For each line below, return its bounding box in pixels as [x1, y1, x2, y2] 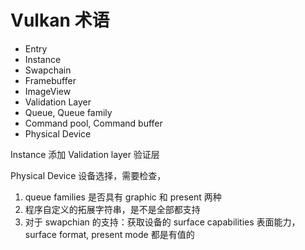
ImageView [24, 85, 72, 97]
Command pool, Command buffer [24, 117, 163, 129]
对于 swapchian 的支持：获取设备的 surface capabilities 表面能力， [24, 216, 301, 228]
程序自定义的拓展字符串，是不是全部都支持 [24, 203, 201, 215]
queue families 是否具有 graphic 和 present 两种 [24, 191, 222, 203]
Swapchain [24, 64, 72, 76]
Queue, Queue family [24, 106, 113, 118]
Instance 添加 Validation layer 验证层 [10, 148, 160, 160]
